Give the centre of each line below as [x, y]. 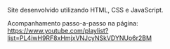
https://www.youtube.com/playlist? [58, 31]
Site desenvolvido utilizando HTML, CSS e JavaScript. [85, 10]
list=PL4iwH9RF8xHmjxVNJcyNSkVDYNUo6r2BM [80, 38]
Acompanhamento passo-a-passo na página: [73, 23]
